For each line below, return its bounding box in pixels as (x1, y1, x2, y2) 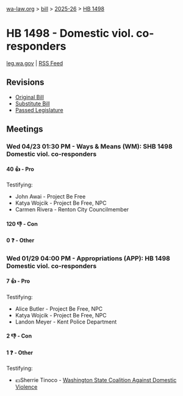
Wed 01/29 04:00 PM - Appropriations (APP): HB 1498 (6, 254, 171, 263)
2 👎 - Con (6, 332, 32, 340)
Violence (15, 383, 38, 391)
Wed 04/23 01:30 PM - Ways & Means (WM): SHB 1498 (6, 143, 173, 151)
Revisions (6, 77, 45, 88)
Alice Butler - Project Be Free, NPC (15, 305, 103, 313)
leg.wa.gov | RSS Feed (6, 59, 63, 66)
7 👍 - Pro (6, 277, 30, 285)
